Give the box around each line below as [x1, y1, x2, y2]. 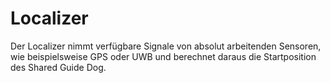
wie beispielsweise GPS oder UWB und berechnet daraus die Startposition [10, 50, 317, 62]
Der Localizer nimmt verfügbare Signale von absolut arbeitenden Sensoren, [10, 40, 322, 52]
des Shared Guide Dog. [10, 61, 107, 73]
